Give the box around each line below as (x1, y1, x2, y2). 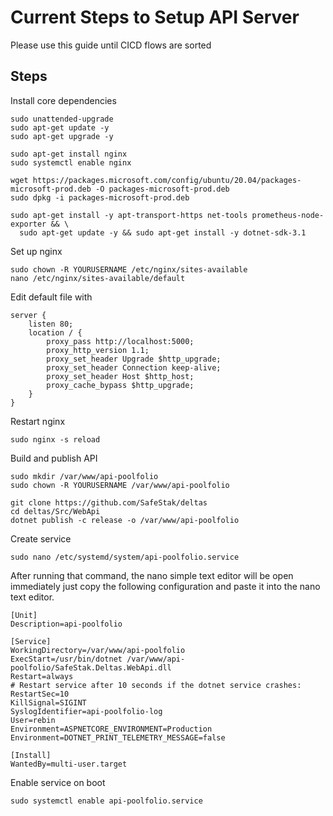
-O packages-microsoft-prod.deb (95, 184, 230, 194)
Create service (10, 532, 72, 545)
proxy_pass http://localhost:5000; (46, 336, 195, 346)
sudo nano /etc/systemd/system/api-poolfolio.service (10, 552, 240, 562)
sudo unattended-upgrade (10, 114, 114, 124)
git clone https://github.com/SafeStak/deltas (10, 497, 208, 508)
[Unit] (10, 610, 38, 620)
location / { (28, 327, 83, 338)
